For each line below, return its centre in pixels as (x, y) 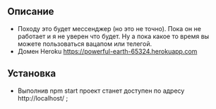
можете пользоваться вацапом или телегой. (85, 44)
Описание (31, 12)
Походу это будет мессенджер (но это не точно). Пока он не (109, 28)
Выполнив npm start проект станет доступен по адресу (101, 91)
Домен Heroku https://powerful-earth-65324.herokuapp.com (107, 51)
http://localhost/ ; (43, 98)
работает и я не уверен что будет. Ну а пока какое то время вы (113, 36)
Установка (32, 74)
